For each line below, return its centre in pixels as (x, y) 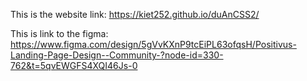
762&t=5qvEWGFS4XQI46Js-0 (74, 65)
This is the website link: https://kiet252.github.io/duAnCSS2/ (135, 14)
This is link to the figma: (59, 33)
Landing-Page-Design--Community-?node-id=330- (117, 55)
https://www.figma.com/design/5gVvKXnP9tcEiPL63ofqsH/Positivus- (153, 44)
